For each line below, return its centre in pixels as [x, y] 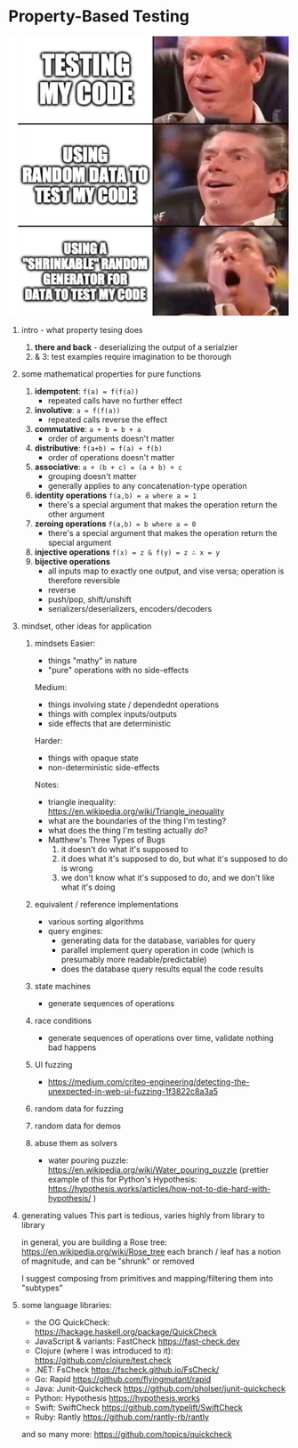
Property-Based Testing [99, 16]
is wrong [77, 868]
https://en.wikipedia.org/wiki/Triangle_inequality [136, 811]
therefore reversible [84, 580]
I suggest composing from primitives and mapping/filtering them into [147, 1278]
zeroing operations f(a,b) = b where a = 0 [115, 524]
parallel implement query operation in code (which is [157, 949]
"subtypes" [42, 1288]
